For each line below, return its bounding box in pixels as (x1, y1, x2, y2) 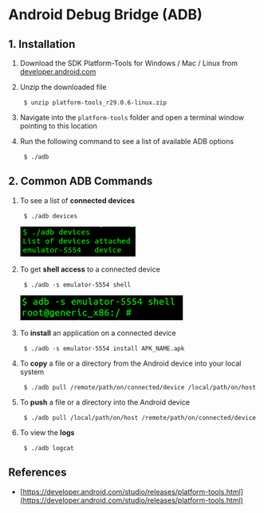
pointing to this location (19, 121, 97, 131)
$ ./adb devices (23, 212, 78, 220)
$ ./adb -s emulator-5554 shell (23, 280, 132, 288)
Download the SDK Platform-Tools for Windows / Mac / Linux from (19, 58, 238, 68)
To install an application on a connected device (19, 328, 177, 338)
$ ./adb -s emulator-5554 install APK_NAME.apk (23, 344, 185, 352)
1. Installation (8, 37, 76, 51)
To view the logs (19, 428, 75, 437)
